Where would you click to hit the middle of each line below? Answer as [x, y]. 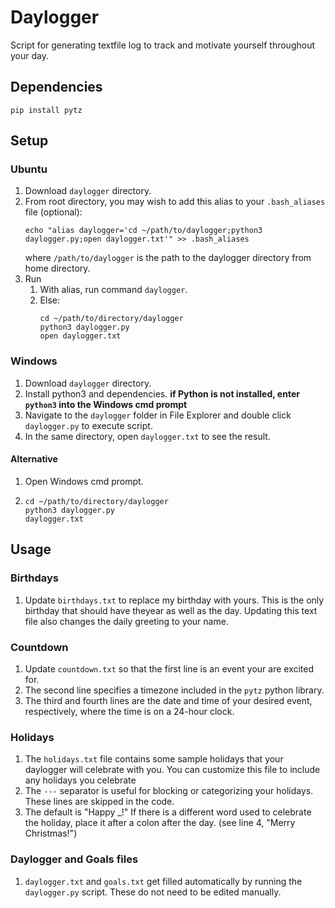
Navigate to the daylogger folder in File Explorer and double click [158, 415]
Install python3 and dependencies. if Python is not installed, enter [162, 393]
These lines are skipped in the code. [99, 802]
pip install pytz [46, 110]
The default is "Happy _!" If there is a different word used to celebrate [168, 812]
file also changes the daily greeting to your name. [126, 621]
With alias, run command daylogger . [113, 290]
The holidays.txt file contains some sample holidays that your [154, 759]
